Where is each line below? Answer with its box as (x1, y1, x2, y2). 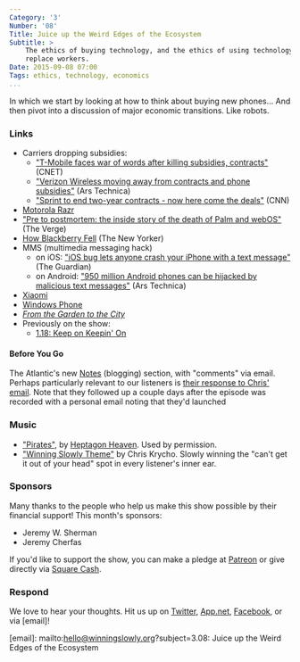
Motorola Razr (21, 204, 75, 215)
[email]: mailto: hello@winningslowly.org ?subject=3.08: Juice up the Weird (9, 633, 282, 643)
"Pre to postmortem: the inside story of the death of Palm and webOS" (21, 214, 282, 225)
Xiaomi (21, 290, 48, 301)
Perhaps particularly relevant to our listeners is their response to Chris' (9, 377, 270, 388)
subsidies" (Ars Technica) (35, 186, 131, 196)
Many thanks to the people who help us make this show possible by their (9, 501, 277, 511)
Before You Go (9, 348, 64, 359)
